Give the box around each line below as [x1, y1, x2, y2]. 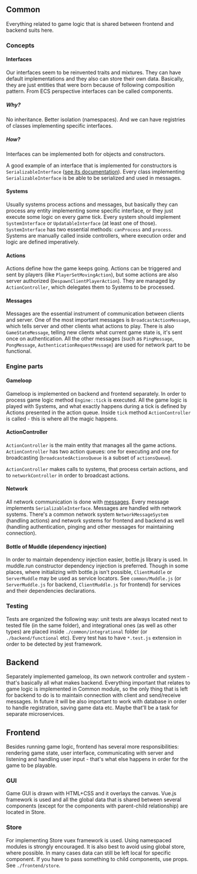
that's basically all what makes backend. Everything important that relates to [6, 679, 191, 686]
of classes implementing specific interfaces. [6, 122, 113, 129]
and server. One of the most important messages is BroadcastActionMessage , [6, 316, 191, 323]
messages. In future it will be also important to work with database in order [6, 698, 187, 705]
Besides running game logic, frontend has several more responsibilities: [6, 743, 179, 750]
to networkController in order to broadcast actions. [6, 472, 130, 479]
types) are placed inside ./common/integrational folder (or [6, 628, 148, 635]
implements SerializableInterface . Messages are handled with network [6, 505, 182, 512]
